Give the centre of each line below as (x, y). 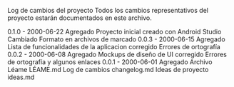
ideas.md (21, 77)
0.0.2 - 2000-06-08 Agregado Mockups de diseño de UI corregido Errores (117, 54)
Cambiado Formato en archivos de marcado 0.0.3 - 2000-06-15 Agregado (117, 39)
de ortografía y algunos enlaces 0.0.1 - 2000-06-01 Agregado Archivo (110, 62)
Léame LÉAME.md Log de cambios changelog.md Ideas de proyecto (108, 70)
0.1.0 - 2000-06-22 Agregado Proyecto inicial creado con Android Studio (115, 32)
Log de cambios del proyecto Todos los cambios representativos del (108, 10)
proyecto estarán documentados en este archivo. (80, 18)
